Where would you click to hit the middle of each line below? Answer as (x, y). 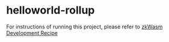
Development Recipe (32, 33)
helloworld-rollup (51, 10)
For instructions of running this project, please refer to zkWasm (84, 27)
